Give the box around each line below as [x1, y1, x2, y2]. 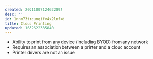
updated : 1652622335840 [5, 26, 54, 30]
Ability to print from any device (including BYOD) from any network [12, 39, 148, 45]
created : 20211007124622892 [5, 7, 63, 12]
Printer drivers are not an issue [12, 50, 75, 56]
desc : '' [5, 12, 23, 17]
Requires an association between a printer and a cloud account [12, 44, 141, 50]
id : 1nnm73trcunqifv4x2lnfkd [5, 16, 65, 21]
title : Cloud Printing [5, 21, 52, 26]
